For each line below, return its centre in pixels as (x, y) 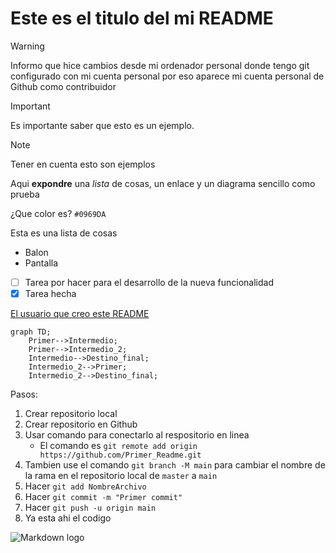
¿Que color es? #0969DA (58, 213)
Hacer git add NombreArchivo (85, 486)
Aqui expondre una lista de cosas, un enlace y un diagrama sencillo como (163, 183)
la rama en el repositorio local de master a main (121, 476)
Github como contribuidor (63, 86)
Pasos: (24, 394)
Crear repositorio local (71, 414)
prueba (25, 194)
